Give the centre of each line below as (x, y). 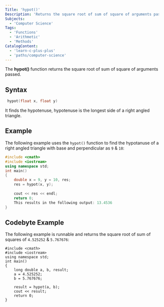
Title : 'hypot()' (23, 10)
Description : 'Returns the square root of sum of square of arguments (78, 14)
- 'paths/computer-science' (38, 55)
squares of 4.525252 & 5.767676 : (37, 240)
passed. (13, 75)
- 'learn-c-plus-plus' (32, 51)
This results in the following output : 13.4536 (63, 203)
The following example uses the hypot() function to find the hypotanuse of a (82, 143)
